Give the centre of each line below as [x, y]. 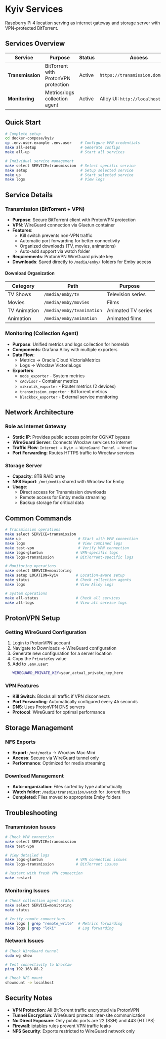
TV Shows [20, 294]
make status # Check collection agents [68, 580]
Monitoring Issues [27, 890]
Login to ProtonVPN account [41, 643]
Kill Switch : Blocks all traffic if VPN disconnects [61, 696]
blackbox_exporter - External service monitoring [69, 397]
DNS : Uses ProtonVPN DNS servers [48, 707]
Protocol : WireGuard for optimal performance [59, 712]
